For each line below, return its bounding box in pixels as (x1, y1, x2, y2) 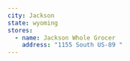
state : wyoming (7, 19, 59, 27)
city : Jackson (7, 11, 55, 20)
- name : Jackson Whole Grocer (14, 33, 116, 42)
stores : (7, 26, 34, 34)
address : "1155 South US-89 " (22, 41, 124, 49)
